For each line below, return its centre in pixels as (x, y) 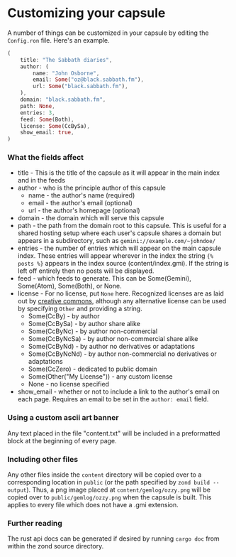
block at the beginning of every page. (62, 440)
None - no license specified (69, 384)
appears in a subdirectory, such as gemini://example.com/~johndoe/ (117, 241)
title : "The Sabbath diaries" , (66, 60)
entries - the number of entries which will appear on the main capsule (119, 248)
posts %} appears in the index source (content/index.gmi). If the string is (123, 264)
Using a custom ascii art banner (63, 418)
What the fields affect (45, 158)
